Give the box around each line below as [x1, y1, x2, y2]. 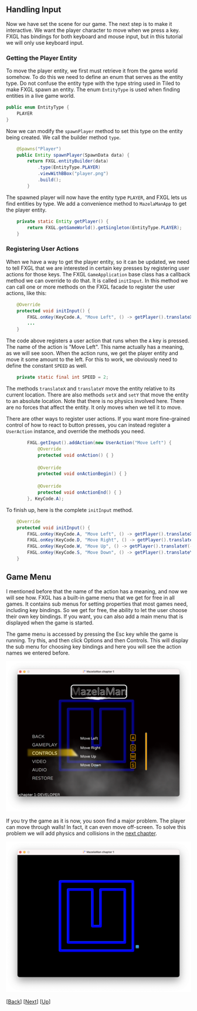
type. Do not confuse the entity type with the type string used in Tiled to [6, 80, 181, 87]
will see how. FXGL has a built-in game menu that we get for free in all [6, 594, 175, 601]
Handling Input [6, 5, 62, 15]
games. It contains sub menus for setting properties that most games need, [6, 600, 188, 607]
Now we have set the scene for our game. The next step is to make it [6, 20, 172, 27]
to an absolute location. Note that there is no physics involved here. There [6, 398, 185, 405]
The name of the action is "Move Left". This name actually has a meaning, [6, 343, 185, 351]
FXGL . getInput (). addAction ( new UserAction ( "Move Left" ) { [27, 440, 172, 446]
